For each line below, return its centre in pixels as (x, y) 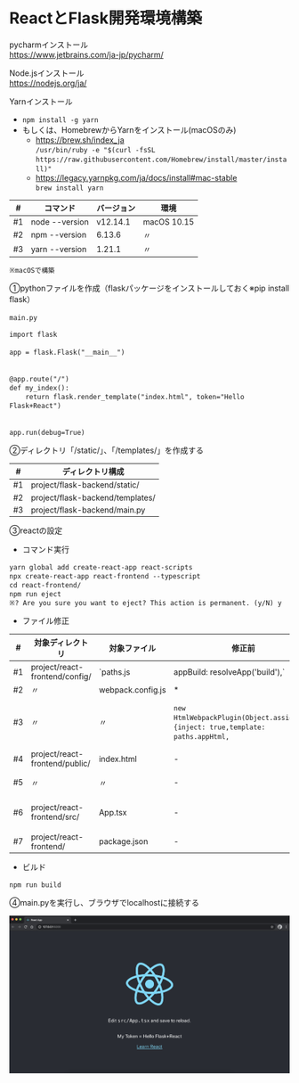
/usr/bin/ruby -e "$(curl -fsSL (95, 150)
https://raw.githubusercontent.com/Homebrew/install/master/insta (161, 160)
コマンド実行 (45, 550)
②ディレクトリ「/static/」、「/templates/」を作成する (107, 450)
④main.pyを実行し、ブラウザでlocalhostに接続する (105, 903)
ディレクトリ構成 (93, 472)
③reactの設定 (36, 530)
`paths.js (115, 672)
